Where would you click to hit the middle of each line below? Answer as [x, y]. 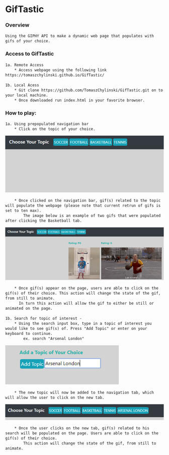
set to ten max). [23, 211]
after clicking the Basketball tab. [44, 221]
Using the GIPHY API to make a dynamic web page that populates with [80, 36]
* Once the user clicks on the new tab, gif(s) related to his [82, 428]
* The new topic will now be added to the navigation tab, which [84, 393]
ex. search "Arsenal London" [54, 339]
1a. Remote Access [24, 65]
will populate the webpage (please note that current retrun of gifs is [83, 206]
